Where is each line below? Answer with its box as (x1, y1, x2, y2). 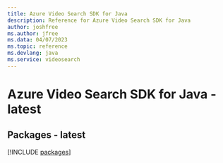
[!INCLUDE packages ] (7, 148, 71, 156)
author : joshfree (7, 23, 59, 30)
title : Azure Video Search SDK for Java (7, 10, 128, 18)
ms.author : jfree (7, 30, 59, 37)
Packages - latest (7, 129, 86, 141)
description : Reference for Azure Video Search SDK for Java (7, 17, 191, 24)
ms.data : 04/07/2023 (7, 37, 68, 44)
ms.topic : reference (7, 43, 68, 50)
